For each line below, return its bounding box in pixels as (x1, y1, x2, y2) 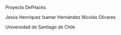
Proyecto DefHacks (5, 5, 46, 10)
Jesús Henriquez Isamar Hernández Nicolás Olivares (5, 14, 116, 20)
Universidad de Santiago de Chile (5, 24, 75, 30)
